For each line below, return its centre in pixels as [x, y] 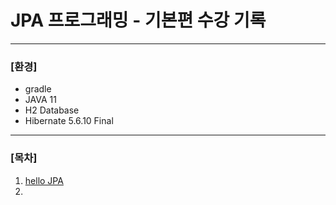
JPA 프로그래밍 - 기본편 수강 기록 [138, 20]
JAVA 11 [40, 100]
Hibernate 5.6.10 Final [69, 121]
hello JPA [44, 180]
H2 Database [52, 110]
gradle [38, 89]
